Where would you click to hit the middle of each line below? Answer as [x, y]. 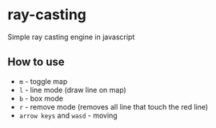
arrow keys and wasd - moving [68, 115]
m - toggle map [43, 81]
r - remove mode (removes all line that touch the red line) [114, 106]
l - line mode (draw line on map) [73, 90]
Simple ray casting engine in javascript [71, 37]
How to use [36, 62]
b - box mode [41, 98]
